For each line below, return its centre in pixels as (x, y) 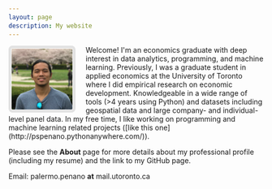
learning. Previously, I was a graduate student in (166, 67)
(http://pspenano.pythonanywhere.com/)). (79, 136)
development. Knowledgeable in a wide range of (166, 92)
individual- (240, 110)
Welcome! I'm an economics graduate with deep (166, 49)
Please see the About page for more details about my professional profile (131, 152)
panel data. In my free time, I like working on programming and (130, 118)
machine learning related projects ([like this (81, 127)
